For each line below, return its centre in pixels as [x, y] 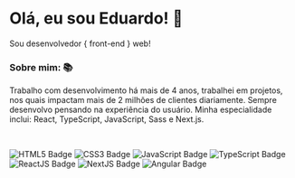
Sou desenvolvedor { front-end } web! [80, 43]
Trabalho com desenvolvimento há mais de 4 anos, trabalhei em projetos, [146, 90]
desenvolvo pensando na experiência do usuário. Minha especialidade [141, 110]
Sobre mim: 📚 [41, 67]
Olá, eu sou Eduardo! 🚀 [96, 19]
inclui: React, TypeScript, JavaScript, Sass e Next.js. [107, 119]
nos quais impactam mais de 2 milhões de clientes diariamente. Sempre [143, 100]
